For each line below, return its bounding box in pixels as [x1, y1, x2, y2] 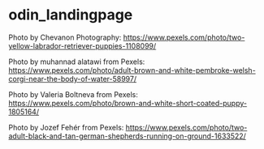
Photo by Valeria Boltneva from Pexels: [8, 89, 138, 99]
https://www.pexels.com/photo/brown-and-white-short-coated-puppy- [8, 98, 248, 108]
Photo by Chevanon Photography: [8, 32, 122, 42]
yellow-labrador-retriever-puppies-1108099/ [8, 40, 157, 50]
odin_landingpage [8, 6, 133, 24]
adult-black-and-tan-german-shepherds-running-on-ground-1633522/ [8, 131, 246, 141]
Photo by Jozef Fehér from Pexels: [8, 122, 124, 132]
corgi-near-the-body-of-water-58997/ [8, 74, 136, 83]
